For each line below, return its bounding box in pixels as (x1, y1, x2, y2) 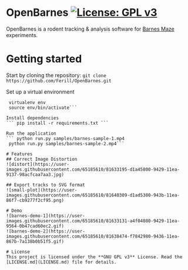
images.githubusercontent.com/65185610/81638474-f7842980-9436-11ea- (6, 233, 180, 239)
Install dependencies (6, 115, 59, 121)
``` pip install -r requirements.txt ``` (6, 120, 109, 126)
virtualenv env (8, 99, 46, 105)
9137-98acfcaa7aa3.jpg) (6, 171, 65, 178)
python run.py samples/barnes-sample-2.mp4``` (8, 141, 125, 146)
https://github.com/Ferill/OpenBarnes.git (6, 78, 112, 84)
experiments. (6, 31, 38, 38)
